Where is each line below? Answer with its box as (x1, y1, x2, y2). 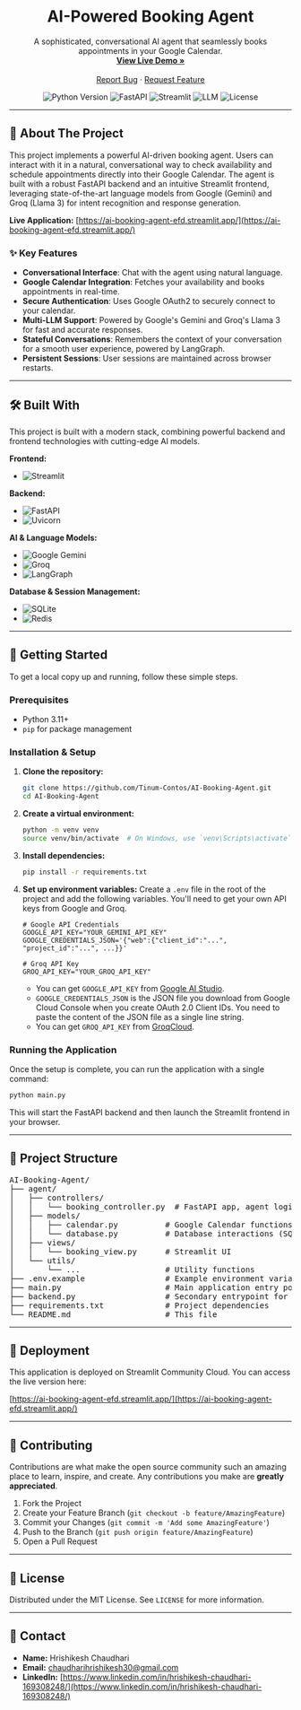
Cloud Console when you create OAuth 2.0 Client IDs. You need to (35, 1002, 280, 1013)
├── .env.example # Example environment (9, 1273, 265, 1284)
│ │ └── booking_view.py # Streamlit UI (9, 1246, 232, 1257)
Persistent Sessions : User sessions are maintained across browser (21, 353, 271, 364)
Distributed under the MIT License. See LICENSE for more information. (9, 1594, 264, 1605)
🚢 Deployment (9, 1343, 90, 1358)
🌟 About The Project (9, 126, 124, 141)
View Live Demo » (116, 55, 185, 65)
